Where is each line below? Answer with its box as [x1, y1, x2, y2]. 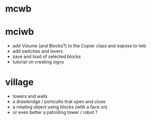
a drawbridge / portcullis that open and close [12, 99, 106, 105]
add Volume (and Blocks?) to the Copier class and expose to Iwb [12, 43, 146, 49]
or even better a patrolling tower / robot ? [12, 109, 98, 115]
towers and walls [12, 93, 48, 99]
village [5, 77, 34, 88]
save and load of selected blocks [12, 53, 81, 59]
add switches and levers [12, 48, 63, 54]
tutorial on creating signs [12, 59, 64, 65]
